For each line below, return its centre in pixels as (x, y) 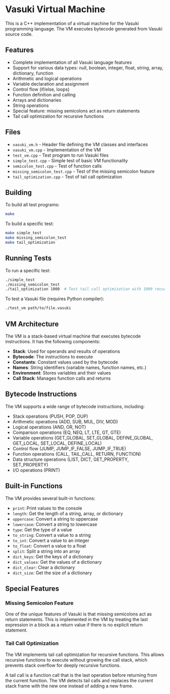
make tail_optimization (30, 242)
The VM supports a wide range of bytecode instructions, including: (75, 406)
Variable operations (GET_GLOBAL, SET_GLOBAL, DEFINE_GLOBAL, (83, 437)
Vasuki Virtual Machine (55, 9)
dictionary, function (33, 73)
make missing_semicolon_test (36, 238)
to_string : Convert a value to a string (52, 535)
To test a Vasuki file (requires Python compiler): (55, 299)
